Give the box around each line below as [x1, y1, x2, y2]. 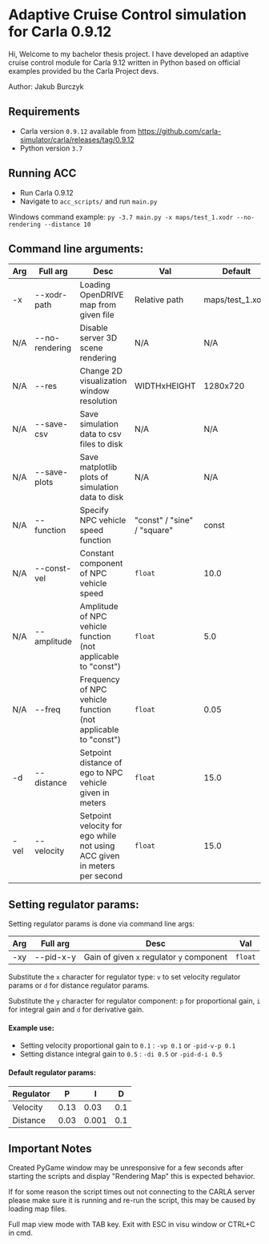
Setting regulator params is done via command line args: [8, 919, 195, 929]
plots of [79, 471, 109, 483]
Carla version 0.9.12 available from [19, 126, 136, 135]
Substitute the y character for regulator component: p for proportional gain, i [8, 996, 261, 1006]
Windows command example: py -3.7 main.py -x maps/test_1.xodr [8, 212, 234, 221]
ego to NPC [79, 767, 123, 778]
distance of [79, 757, 122, 769]
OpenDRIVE [79, 289, 124, 301]
